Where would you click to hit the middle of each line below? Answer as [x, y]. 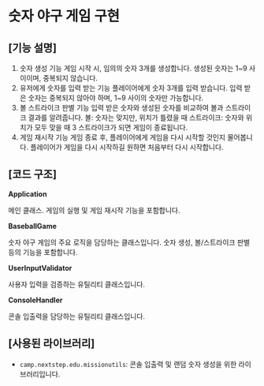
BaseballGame [32, 226]
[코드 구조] [33, 174]
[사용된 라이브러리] [52, 344]
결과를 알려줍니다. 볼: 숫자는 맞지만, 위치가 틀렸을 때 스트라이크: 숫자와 [136, 118]
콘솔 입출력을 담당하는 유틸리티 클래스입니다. [77, 316]
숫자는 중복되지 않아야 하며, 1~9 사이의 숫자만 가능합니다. [116, 98]
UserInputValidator [40, 268]
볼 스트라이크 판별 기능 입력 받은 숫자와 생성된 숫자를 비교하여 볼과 [121, 108]
